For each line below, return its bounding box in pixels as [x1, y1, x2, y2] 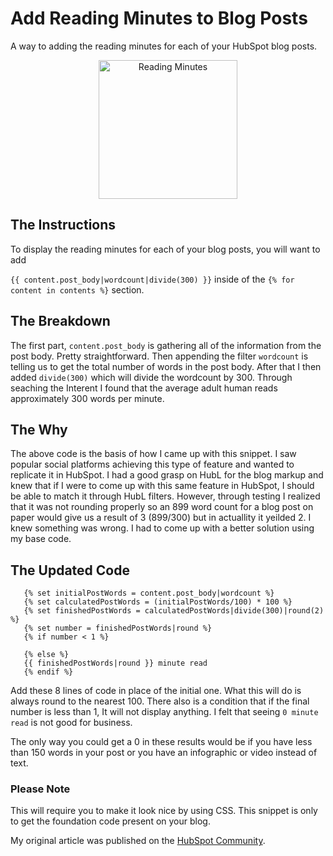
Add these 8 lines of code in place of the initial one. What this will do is [10, 685, 302, 697]
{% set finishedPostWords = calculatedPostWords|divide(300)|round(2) [23, 606, 325, 616]
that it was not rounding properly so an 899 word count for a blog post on [10, 501, 314, 513]
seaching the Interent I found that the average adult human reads [10, 382, 278, 394]
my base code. [10, 533, 72, 545]
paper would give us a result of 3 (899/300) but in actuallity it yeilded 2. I [10, 512, 312, 524]
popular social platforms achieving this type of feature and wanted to [10, 458, 295, 471]
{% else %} [23, 650, 70, 660]
